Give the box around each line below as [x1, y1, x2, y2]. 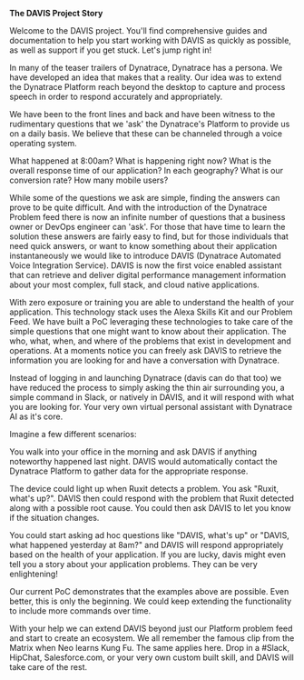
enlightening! [9, 568, 59, 579]
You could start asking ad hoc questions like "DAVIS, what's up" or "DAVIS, [9, 530, 290, 540]
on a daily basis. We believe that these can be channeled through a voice [9, 128, 283, 139]
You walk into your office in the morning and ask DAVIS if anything [9, 446, 257, 457]
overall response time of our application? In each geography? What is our [9, 165, 284, 175]
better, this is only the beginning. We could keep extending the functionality [9, 595, 292, 606]
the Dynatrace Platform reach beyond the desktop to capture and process [9, 82, 286, 92]
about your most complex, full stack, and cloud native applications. [9, 279, 260, 290]
